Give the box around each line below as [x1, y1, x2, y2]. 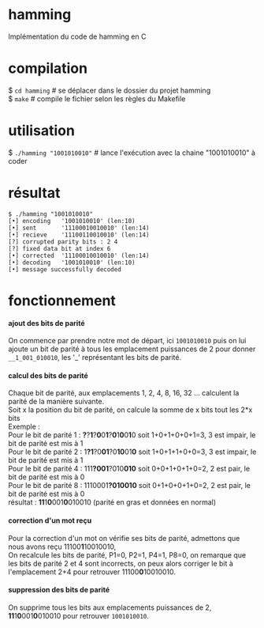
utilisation [8, 122, 75, 140]
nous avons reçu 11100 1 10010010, [8, 542, 117, 551]
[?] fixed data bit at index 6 [8, 244, 111, 252]
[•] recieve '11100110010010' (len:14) [8, 231, 150, 239]
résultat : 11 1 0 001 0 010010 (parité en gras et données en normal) [8, 497, 217, 507]
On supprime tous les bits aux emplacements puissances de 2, [8, 603, 212, 612]
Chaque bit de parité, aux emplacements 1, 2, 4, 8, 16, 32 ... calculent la [8, 388, 240, 398]
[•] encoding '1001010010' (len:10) [8, 217, 136, 225]
